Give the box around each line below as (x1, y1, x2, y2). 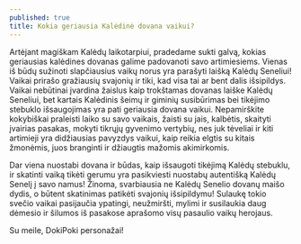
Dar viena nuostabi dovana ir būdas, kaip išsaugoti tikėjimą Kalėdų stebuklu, (9, 159, 290, 170)
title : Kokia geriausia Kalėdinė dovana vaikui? (9, 22, 195, 31)
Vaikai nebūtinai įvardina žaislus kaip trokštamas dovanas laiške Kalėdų (9, 85, 273, 95)
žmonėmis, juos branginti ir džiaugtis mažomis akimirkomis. (9, 141, 230, 153)
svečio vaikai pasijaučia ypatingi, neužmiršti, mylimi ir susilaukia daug (9, 197, 267, 208)
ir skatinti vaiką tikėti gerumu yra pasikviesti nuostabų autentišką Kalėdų (9, 168, 277, 180)
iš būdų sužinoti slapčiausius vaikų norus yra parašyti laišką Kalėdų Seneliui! (9, 65, 292, 77)
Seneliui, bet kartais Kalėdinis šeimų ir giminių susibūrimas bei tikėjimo (9, 94, 270, 104)
